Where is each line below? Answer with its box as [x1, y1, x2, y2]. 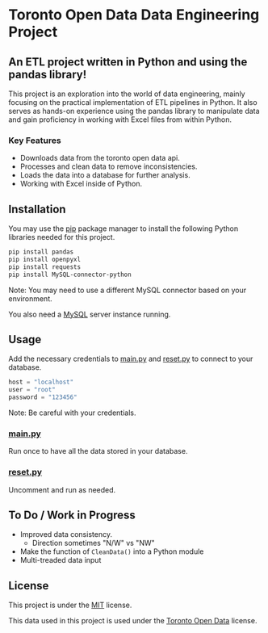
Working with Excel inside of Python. [19, 179, 143, 189]
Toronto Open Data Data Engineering [8, 6, 260, 24]
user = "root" [8, 386, 57, 394]
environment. [8, 293, 52, 304]
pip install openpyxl [8, 255, 82, 263]
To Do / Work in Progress [8, 509, 136, 522]
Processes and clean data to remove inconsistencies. [19, 161, 198, 171]
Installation [8, 202, 66, 216]
